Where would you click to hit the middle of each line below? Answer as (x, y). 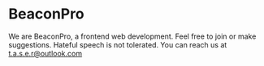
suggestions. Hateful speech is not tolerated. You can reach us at (118, 44)
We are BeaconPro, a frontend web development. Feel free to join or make (132, 36)
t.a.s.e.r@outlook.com (45, 53)
